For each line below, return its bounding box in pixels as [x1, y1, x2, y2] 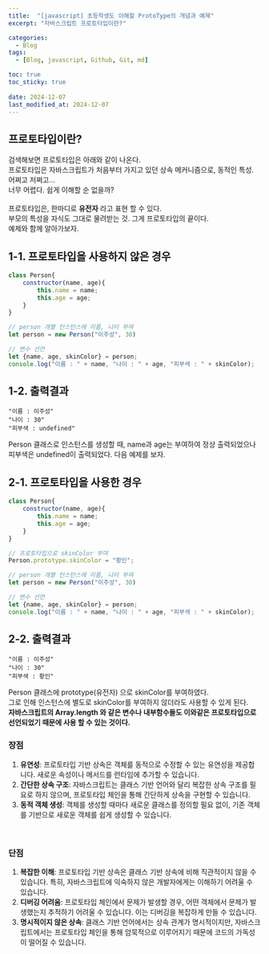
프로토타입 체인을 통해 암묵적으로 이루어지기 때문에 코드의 [54, 927, 235, 937]
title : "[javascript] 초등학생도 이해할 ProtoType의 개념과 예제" [8, 11, 215, 20]
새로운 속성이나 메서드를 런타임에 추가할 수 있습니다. [37, 769, 200, 779]
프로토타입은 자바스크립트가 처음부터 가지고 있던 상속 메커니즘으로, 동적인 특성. [8, 165, 255, 175]
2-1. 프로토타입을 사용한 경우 [8, 475, 142, 489]
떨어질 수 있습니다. [28, 937, 86, 948]
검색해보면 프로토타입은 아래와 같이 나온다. [8, 155, 142, 165]
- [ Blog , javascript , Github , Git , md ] [15, 56, 149, 64]
